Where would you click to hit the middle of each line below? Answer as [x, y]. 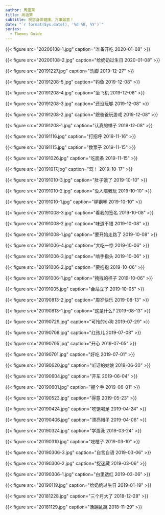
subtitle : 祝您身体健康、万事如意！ [40, 19]
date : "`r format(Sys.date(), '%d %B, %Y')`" [54, 24]
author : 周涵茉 [20, 10]
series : [14, 29]
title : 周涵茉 [19, 15]
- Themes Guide [26, 34]
